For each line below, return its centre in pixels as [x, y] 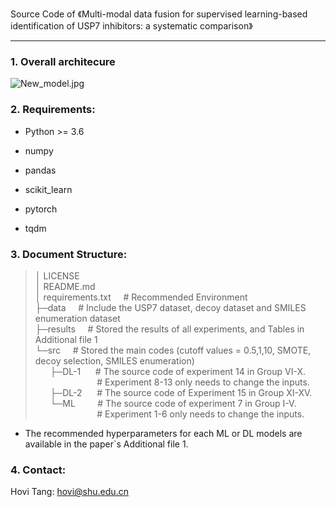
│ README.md [65, 286]
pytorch [41, 209]
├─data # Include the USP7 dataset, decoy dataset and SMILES [170, 307]
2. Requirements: [53, 110]
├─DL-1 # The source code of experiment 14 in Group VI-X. [177, 371]
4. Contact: [38, 470]
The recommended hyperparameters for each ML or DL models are [163, 433]
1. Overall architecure [63, 61]
